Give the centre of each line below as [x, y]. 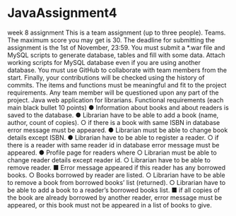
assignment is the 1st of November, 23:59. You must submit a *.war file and [116, 47]
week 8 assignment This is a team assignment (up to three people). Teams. [117, 32]
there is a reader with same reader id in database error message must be [113, 145]
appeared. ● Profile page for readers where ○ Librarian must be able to [112, 152]
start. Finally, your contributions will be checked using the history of [106, 77]
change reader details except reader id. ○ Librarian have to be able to [109, 160]
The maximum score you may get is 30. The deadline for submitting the [111, 40]
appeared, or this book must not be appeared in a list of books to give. [110, 205]
